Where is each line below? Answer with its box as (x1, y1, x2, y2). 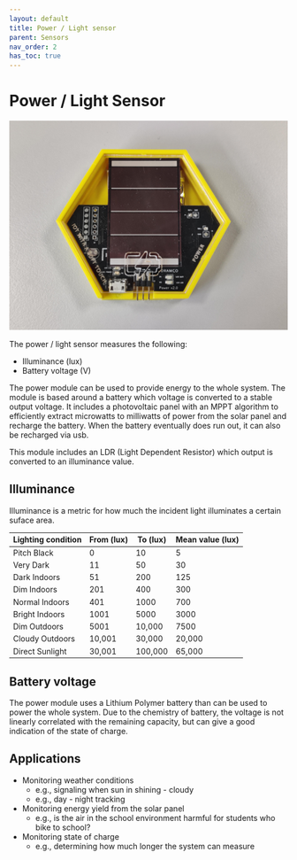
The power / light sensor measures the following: (9, 339, 188, 350)
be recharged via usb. (9, 430, 89, 440)
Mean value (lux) (175, 534, 240, 545)
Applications (9, 751, 81, 766)
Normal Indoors (12, 596, 70, 607)
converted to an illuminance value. (9, 456, 134, 467)
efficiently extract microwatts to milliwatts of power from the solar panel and (9, 411, 287, 422)
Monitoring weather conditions (21, 775, 134, 786)
